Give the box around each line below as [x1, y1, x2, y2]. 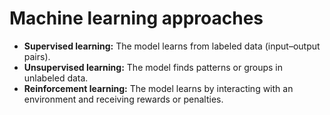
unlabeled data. [23, 72, 89, 84]
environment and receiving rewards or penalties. [23, 93, 224, 105]
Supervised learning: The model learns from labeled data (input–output [23, 40, 321, 52]
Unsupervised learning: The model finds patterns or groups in [23, 61, 283, 73]
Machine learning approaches [9, 7, 264, 30]
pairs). [23, 50, 51, 62]
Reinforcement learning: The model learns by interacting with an [23, 82, 294, 94]
